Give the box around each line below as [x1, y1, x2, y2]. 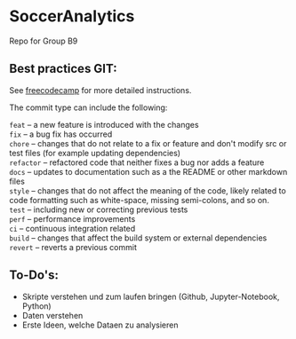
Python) [21, 300, 52, 311]
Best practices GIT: [9, 61, 117, 76]
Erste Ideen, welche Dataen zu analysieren [21, 319, 179, 330]
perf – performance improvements [9, 213, 136, 224]
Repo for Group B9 [9, 35, 78, 46]
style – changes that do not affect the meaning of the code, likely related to [9, 185, 286, 196]
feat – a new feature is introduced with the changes [9, 119, 199, 130]
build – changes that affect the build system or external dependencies [9, 233, 268, 243]
